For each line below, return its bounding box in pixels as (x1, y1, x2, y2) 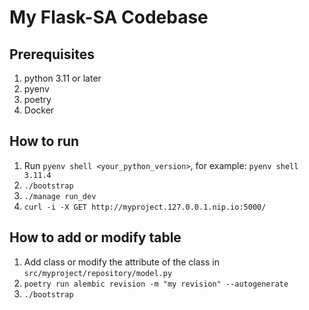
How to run (9, 133, 80, 150)
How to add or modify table (9, 229, 182, 246)
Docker (23, 104, 55, 116)
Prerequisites (9, 46, 95, 63)
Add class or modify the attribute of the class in (23, 256, 220, 268)
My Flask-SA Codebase (9, 6, 209, 29)
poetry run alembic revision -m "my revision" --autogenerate (23, 279, 289, 289)
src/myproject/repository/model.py (23, 268, 173, 278)
